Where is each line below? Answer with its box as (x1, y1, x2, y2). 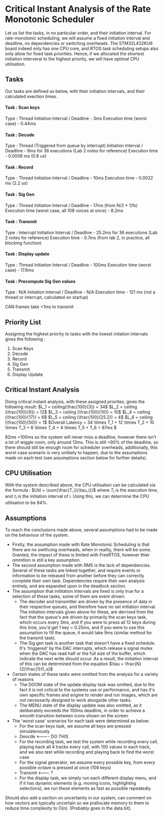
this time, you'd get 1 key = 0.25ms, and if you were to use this (19, 625, 145, 630)
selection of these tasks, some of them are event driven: (12, 593, 126, 599)
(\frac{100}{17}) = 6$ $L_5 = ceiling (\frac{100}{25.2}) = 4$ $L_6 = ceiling (5, 414, 153, 420)
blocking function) (5, 240, 42, 246)
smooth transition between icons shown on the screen (19, 713, 128, 719)
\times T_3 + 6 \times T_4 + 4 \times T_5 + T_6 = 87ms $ (5, 424, 117, 430)
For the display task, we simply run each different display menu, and (19, 775, 157, 781)
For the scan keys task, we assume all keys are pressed (19, 723, 131, 729)
